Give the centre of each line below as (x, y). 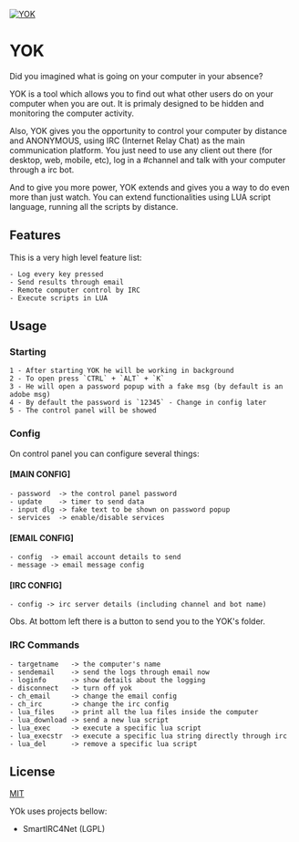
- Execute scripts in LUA (58, 298)
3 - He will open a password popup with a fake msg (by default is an (146, 387)
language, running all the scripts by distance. (94, 206)
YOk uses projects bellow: (58, 811)
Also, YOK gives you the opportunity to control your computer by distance (148, 130)
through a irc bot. (42, 170)
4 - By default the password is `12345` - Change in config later (138, 403)
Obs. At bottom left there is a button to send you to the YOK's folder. (138, 621)
